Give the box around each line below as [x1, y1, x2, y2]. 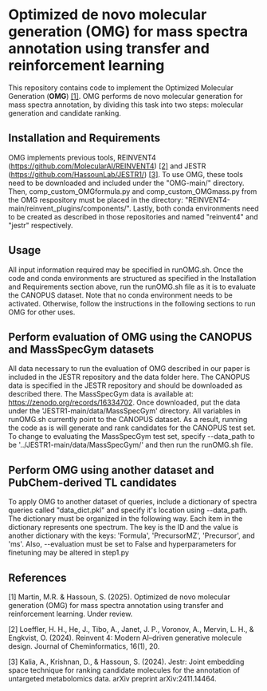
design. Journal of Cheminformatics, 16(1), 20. [8, 642, 160, 651]
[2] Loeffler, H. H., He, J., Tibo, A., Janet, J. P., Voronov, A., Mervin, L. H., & [8, 625, 254, 634]
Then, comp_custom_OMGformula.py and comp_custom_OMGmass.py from [8, 186, 257, 196]
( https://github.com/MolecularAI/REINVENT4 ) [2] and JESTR [8, 161, 206, 171]
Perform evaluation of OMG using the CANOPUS [8, 330, 253, 344]
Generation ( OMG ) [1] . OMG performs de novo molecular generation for [8, 91, 243, 101]
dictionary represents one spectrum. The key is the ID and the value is [8, 523, 239, 532]
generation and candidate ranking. [8, 108, 122, 117]
